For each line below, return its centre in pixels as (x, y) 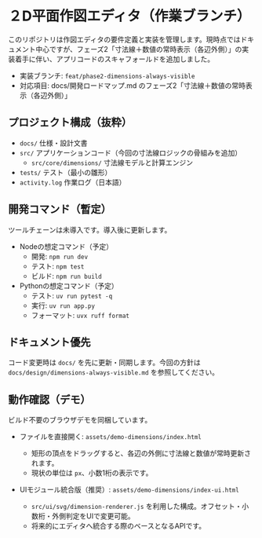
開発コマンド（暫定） (60, 209)
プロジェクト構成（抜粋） (70, 123)
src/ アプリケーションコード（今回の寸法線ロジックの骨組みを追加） (131, 152)
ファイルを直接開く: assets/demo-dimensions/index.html (111, 437)
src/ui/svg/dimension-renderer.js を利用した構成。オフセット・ (136, 507)
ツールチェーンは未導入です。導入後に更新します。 (90, 229)
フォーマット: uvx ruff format (80, 315)
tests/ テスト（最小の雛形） (65, 172)
